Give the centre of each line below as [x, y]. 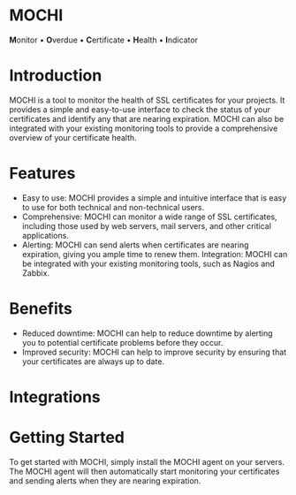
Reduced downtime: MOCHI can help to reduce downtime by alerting [147, 333]
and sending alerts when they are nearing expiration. [105, 480]
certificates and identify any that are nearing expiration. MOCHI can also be [147, 118]
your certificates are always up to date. [93, 361]
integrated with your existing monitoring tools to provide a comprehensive [144, 128]
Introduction [56, 76]
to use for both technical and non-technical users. [113, 207]
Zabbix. [36, 273]
